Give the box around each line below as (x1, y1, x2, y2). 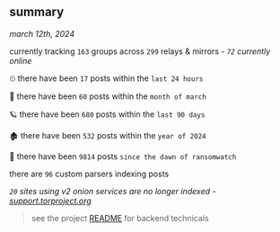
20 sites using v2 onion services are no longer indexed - (9, 185, 216, 196)
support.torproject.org (9, 195, 92, 206)
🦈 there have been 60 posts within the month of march (9, 91, 206, 102)
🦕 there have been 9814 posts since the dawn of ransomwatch (9, 150, 237, 162)
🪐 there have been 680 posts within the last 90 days (9, 109, 206, 120)
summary (9, 4, 65, 20)
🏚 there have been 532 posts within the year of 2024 (9, 129, 206, 140)
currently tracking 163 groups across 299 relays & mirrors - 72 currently (9, 46, 271, 57)
